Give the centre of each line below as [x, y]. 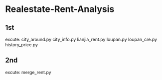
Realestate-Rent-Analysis [60, 9]
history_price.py [22, 45]
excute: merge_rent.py [28, 72]
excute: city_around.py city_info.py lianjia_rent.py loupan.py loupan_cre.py [81, 39]
